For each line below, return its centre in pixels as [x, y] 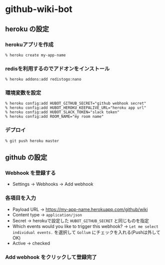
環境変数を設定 [23, 93]
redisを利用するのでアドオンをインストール [57, 69]
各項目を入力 [21, 198]
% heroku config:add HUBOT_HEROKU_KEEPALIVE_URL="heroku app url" [76, 108]
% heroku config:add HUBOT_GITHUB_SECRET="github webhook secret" [76, 104]
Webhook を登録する [30, 173]
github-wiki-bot [39, 9]
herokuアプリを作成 [29, 45]
